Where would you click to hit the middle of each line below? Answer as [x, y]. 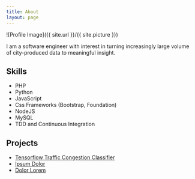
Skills [16, 71]
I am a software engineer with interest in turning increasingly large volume [98, 46]
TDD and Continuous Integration [55, 124]
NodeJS [25, 111]
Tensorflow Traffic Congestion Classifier [65, 157]
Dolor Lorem [30, 170]
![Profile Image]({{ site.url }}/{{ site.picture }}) [62, 34]
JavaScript [28, 99]
